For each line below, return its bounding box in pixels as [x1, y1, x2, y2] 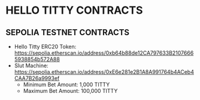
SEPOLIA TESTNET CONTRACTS [5, 27, 130, 37]
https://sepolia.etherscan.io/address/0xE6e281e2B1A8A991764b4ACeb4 [14, 68, 194, 75]
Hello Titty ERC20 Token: [14, 43, 77, 50]
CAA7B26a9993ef [14, 75, 60, 82]
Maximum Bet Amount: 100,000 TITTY [23, 87, 118, 94]
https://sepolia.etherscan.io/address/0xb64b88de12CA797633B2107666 [14, 49, 194, 57]
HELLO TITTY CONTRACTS [5, 4, 143, 17]
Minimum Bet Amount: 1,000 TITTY [23, 81, 110, 88]
